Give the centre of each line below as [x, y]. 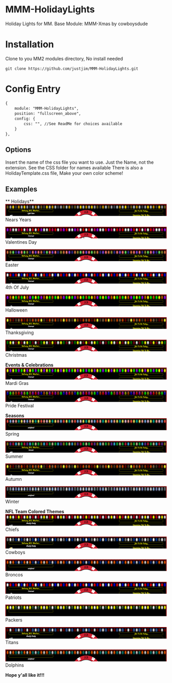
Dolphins [15, 665]
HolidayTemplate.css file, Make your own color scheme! [64, 173]
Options [18, 150]
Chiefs [12, 530]
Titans [12, 642]
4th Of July [17, 287]
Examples [21, 189]
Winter [12, 501]
